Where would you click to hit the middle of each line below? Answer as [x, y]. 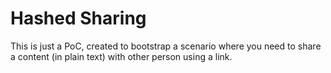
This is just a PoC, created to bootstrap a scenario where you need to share [166, 46]
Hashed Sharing [78, 18]
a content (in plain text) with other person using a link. [121, 56]
